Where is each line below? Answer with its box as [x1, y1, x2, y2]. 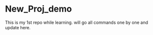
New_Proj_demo [5, 3, 72, 15]
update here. [5, 24, 31, 30]
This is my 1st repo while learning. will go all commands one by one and [5, 19, 148, 25]
